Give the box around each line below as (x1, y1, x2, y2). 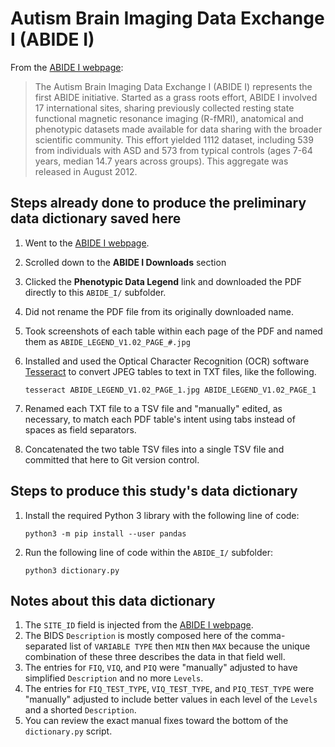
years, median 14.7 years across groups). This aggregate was (34, 155, 289, 167)
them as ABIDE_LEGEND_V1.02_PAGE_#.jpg (24, 335, 191, 347)
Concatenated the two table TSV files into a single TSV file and (24, 443, 285, 455)
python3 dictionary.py (24, 565, 120, 576)
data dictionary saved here (10, 210, 182, 227)
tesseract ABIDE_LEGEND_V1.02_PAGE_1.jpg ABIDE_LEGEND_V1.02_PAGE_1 (24, 385, 317, 395)
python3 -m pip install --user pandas (24, 528, 187, 539)
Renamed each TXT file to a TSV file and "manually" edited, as (24, 402, 283, 414)
